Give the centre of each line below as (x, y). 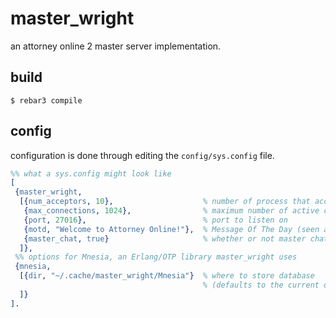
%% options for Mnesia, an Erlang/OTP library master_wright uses (156, 257)
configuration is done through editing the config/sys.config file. (142, 155)
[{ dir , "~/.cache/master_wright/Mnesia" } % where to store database (167, 276)
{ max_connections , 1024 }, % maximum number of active (171, 211)
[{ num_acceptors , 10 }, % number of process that (165, 202)
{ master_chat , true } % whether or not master (165, 238)
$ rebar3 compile (46, 100)
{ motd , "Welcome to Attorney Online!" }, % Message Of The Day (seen (171, 229)
